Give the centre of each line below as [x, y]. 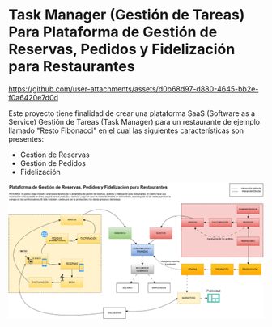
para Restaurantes [72, 67]
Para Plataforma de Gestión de [113, 32]
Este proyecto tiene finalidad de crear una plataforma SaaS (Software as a [132, 113]
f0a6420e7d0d [34, 97]
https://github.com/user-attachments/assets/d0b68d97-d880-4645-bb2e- [134, 89]
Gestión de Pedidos [53, 163]
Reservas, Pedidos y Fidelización [122, 49]
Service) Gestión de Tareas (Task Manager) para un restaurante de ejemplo [134, 121]
